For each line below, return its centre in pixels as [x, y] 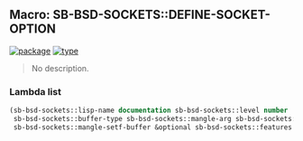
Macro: [30, 15]
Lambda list [35, 91]
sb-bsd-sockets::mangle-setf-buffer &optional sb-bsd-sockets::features [153, 127]
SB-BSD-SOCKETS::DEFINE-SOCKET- [161, 15]
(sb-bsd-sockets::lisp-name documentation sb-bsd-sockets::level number [149, 111]
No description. [60, 68]
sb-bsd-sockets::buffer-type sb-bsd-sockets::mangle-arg [122, 118]
